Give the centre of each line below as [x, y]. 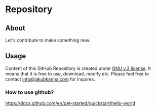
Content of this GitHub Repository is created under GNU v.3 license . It [78, 68]
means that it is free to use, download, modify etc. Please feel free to [77, 73]
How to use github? [30, 92]
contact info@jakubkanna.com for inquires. [50, 79]
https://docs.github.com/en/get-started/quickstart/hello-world [70, 103]
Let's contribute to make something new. [48, 40]
